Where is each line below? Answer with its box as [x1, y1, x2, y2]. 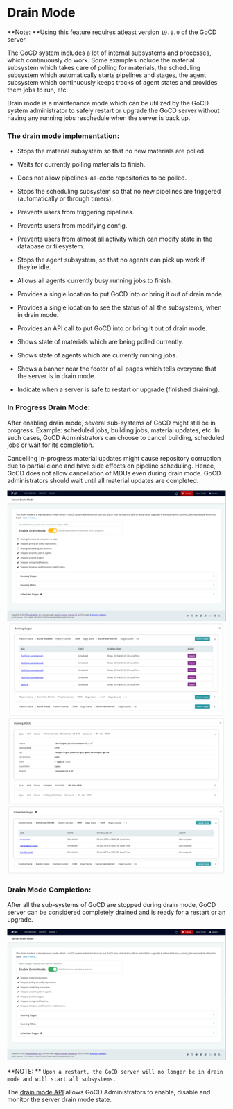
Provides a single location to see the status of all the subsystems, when [17, 303, 222, 312]
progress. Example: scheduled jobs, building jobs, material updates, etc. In [7, 425, 220, 434]
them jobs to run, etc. [7, 85, 69, 94]
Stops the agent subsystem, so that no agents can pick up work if [17, 255, 205, 264]
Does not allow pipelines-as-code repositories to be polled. [17, 173, 187, 182]
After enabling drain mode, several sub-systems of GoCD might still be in [7, 418, 216, 427]
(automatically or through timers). [17, 194, 113, 203]
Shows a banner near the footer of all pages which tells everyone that [17, 364, 216, 373]
